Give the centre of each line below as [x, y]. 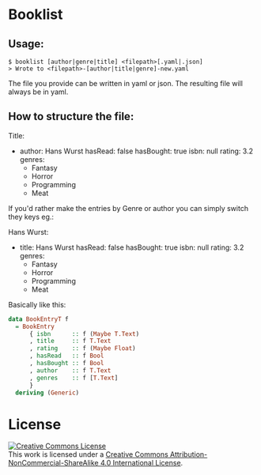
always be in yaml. [38, 92]
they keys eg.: [31, 217]
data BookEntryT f [38, 319]
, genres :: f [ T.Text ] [74, 378]
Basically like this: [37, 304]
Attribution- [189, 454]
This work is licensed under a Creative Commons [88, 454]
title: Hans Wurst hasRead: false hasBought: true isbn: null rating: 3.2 [132, 247]
